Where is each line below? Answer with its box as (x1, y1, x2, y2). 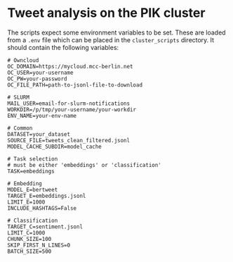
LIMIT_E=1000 (7, 199, 46, 206)
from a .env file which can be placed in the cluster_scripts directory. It (7, 35, 215, 44)
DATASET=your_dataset (7, 130, 71, 138)
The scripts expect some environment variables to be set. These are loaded (7, 28, 226, 37)
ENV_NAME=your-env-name (7, 112, 77, 119)
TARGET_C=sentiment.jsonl (7, 223, 83, 230)
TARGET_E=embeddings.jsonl (7, 192, 86, 199)
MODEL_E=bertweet (7, 186, 58, 193)
